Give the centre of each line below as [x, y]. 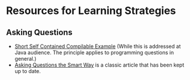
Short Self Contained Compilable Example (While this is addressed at [98, 46]
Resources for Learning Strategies [91, 11]
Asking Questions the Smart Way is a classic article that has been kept [99, 65]
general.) [25, 59]
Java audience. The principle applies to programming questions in [94, 53]
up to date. [27, 71]
